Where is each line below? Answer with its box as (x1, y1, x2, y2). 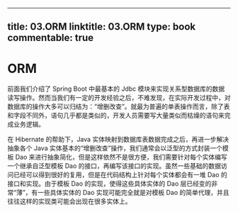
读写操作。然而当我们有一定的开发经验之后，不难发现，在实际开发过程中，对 (7, 94, 231, 102)
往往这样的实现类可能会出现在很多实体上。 (7, 197, 132, 206)
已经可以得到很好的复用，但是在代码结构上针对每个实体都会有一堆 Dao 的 (13, 171, 228, 179)
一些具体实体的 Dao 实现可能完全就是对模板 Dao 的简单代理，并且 (38, 189, 229, 197)
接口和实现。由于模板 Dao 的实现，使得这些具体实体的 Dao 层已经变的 (7, 179, 212, 188)
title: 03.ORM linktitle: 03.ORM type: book (7, 21, 196, 33)
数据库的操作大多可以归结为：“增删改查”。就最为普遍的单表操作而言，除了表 (7, 102, 230, 111)
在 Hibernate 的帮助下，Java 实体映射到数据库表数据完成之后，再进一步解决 (7, 135, 229, 144)
